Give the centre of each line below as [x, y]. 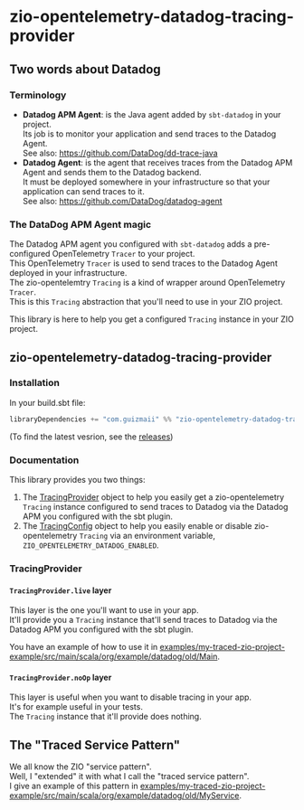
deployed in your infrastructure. [68, 273]
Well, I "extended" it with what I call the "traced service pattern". [129, 777]
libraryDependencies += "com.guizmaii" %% [90, 419]
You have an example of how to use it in [84, 647]
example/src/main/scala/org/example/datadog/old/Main [114, 656]
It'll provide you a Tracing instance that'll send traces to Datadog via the [143, 620]
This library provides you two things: [77, 480]
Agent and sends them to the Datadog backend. [112, 172]
